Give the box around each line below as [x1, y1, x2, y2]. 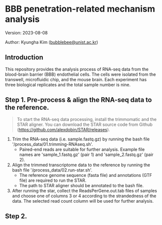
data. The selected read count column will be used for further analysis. [12, 198, 154, 204]
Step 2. [5, 212, 28, 220]
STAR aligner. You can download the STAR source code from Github [16, 121, 153, 127]
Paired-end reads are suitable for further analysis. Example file [19, 146, 145, 152]
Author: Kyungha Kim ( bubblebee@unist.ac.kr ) [5, 39, 98, 45]
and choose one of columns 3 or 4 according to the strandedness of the [12, 193, 157, 199]
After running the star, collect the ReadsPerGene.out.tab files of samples [12, 188, 157, 193]
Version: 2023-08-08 [5, 30, 48, 35]
